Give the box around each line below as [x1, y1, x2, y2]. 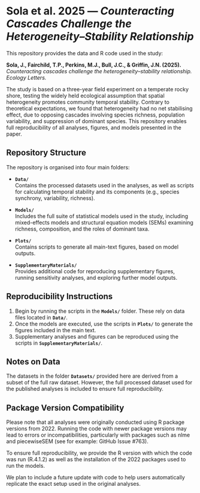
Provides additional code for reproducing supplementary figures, [14, 267, 175, 274]
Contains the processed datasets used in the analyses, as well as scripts [14, 181, 195, 189]
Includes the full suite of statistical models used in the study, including [14, 212, 189, 220]
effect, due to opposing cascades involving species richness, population [6, 111, 185, 118]
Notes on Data [6, 356, 60, 367]
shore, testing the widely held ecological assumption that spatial [6, 92, 165, 99]
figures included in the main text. [14, 326, 96, 334]
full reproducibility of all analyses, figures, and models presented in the [6, 124, 181, 131]
